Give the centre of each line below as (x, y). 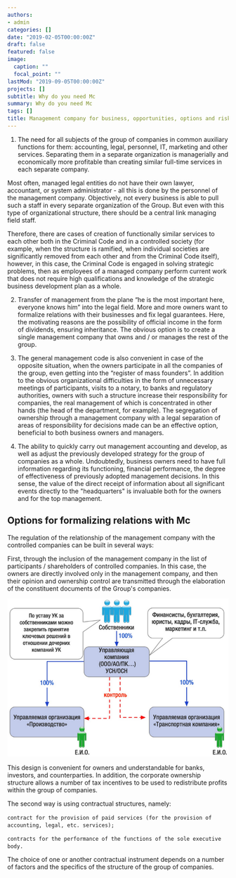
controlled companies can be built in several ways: (81, 545)
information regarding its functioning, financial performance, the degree (122, 469)
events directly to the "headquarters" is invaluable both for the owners (119, 491)
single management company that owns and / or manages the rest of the (123, 336)
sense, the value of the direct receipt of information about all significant (121, 483)
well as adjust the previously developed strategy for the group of (111, 454)
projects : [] (26, 89)
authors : (20, 15)
